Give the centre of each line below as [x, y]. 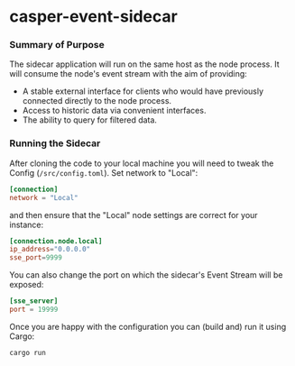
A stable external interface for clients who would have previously [143, 91]
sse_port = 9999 [36, 258]
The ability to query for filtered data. [90, 120]
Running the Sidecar [55, 143]
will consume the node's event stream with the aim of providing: [129, 74]
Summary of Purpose [57, 45]
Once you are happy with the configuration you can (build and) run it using [148, 326]
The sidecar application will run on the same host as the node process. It [144, 64]
